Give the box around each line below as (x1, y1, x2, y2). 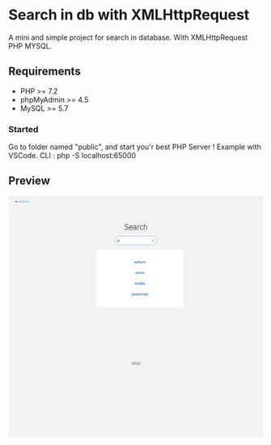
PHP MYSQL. (8, 41, 53, 50)
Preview (8, 174, 51, 188)
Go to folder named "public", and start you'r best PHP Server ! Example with (8, 142, 261, 152)
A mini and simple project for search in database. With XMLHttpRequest (8, 32, 248, 42)
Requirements (8, 65, 81, 79)
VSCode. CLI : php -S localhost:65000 (8, 151, 136, 160)
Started (8, 123, 39, 135)
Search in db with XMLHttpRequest (8, 6, 250, 24)
